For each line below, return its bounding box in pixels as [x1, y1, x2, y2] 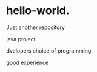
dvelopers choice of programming [6, 47, 92, 54]
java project [6, 35, 36, 42]
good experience [6, 59, 49, 66]
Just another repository [6, 24, 65, 31]
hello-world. [6, 4, 70, 18]
